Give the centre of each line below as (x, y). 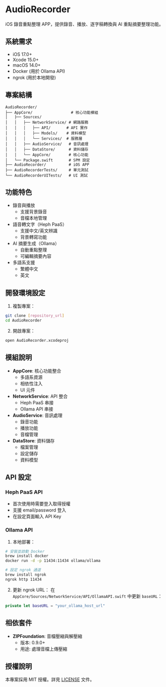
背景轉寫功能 (33, 237)
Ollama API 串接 (37, 409)
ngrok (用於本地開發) (34, 77)
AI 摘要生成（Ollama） (36, 244)
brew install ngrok (26, 575)
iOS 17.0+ (22, 54)
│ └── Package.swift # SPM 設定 (48, 160)
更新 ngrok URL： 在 (34, 590)
